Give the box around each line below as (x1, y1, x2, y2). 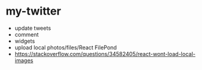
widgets (14, 37, 35, 44)
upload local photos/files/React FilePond (14, 44, 117, 51)
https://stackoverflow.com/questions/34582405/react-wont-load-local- (14, 50, 196, 57)
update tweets (14, 24, 51, 32)
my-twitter (6, 4, 62, 18)
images (14, 57, 34, 64)
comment (14, 30, 39, 38)
